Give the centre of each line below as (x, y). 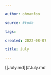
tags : (10, 32)
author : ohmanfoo (23, 14)
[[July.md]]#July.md (25, 68)
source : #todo (19, 23)
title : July (17, 50)
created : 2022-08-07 (26, 40)
